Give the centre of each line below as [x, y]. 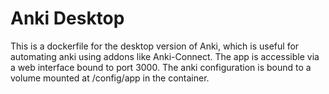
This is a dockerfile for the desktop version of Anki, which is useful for [155, 46]
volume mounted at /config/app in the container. [110, 78]
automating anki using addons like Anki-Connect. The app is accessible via [165, 56]
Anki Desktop [67, 18]
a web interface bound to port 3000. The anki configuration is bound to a [161, 67]
